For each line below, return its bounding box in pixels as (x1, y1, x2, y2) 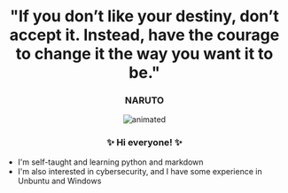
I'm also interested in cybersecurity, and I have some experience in (17, 166, 263, 176)
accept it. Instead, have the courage (9, 25, 280, 45)
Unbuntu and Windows (17, 175, 102, 186)
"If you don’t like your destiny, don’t (10, 6, 279, 27)
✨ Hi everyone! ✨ (106, 136, 183, 149)
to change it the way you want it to (15, 44, 274, 64)
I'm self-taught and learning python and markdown (17, 157, 204, 167)
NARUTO (124, 95, 165, 107)
